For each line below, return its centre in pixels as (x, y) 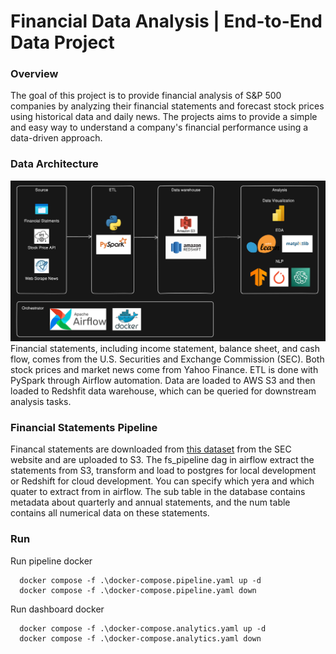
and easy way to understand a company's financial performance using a (159, 127)
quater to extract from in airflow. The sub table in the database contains (158, 492)
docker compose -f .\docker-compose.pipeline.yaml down (138, 590)
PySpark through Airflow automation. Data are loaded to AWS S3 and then (163, 381)
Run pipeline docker (51, 561)
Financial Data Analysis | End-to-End (166, 21)
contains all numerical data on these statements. (110, 513)
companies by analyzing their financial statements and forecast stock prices (167, 106)
